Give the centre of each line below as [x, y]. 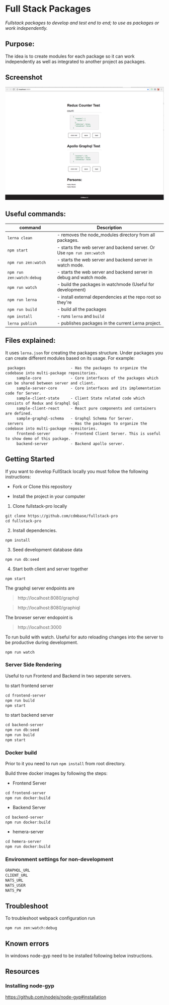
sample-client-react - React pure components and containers [86, 408]
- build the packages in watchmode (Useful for [106, 284]
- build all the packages [82, 309]
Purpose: [20, 44]
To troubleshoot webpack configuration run [50, 918]
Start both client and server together [50, 569]
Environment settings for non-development [59, 860]
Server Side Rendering [33, 665]
